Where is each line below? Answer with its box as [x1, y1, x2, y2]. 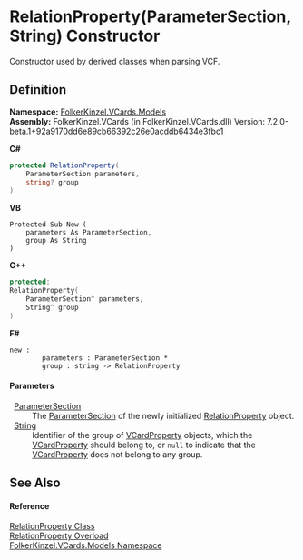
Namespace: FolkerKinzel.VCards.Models [9, 106, 166, 117]
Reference [9, 500, 50, 511]
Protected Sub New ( [9, 220, 88, 229]
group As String [25, 236, 88, 245]
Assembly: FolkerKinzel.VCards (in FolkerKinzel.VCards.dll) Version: [9, 115, 266, 126]
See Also [9, 475, 61, 491]
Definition [9, 82, 66, 97]
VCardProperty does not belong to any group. [32, 448, 203, 460]
